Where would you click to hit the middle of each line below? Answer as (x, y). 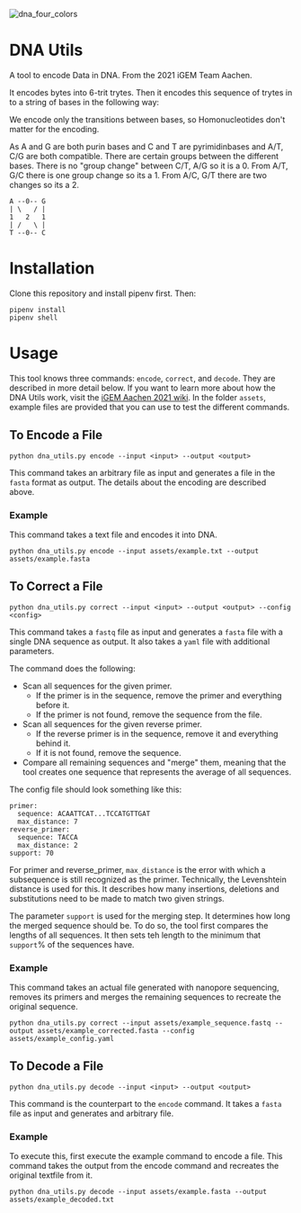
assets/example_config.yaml (62, 1039)
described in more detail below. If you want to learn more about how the (142, 388)
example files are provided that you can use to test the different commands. (150, 407)
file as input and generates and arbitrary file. (92, 1113)
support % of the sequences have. (72, 944)
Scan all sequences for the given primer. (97, 686)
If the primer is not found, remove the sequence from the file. (149, 714)
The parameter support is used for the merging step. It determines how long (150, 916)
